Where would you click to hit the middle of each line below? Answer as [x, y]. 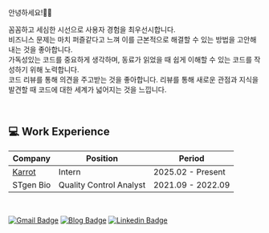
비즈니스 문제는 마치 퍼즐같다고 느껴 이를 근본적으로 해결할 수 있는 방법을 [122, 40]
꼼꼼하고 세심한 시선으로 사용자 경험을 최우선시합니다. [92, 30]
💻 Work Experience [59, 132]
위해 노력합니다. [54, 70]
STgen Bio [32, 185]
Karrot [24, 171]
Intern [70, 171]
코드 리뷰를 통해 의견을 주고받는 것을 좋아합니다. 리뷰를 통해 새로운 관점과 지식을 [134, 80]
